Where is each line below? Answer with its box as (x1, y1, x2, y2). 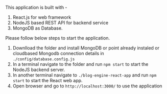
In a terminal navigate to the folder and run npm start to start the (12, 61, 149, 67)
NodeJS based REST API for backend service (12, 20, 109, 26)
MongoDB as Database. (12, 25, 63, 31)
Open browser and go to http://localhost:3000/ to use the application (12, 83, 162, 89)
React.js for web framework (12, 14, 71, 20)
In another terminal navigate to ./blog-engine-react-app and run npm (12, 72, 157, 78)
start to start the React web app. (12, 78, 83, 83)
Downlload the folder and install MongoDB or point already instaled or (12, 45, 160, 51)
